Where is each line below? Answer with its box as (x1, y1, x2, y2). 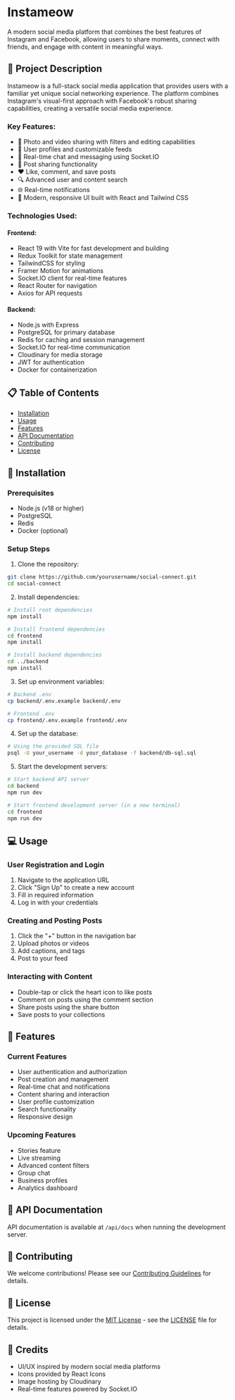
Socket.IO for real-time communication (17, 343, 130, 352)
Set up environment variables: (17, 677, 105, 686)
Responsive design (17, 1113, 73, 1121)
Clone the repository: (17, 560, 80, 569)
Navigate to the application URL (17, 876, 110, 884)
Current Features (7, 1052, 68, 1061)
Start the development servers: (17, 762, 108, 771)
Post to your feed (17, 954, 68, 963)
